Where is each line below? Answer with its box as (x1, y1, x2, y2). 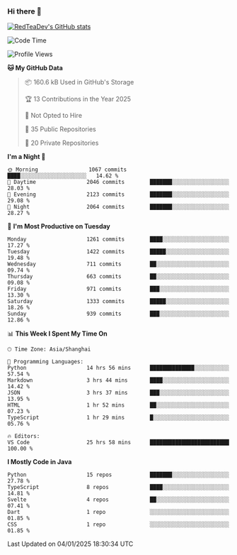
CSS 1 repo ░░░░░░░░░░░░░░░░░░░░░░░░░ (7, 521, 230, 528)
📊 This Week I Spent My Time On (7, 329, 108, 338)
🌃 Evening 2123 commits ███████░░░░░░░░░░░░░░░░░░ (7, 191, 230, 198)
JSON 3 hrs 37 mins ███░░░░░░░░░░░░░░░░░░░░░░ (7, 390, 230, 397)
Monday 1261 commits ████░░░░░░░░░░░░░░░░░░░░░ (7, 236, 230, 243)
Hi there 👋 (7, 6, 42, 16)
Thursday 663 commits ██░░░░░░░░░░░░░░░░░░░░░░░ (7, 273, 230, 280)
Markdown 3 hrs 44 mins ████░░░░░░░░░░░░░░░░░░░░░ (7, 377, 230, 384)
